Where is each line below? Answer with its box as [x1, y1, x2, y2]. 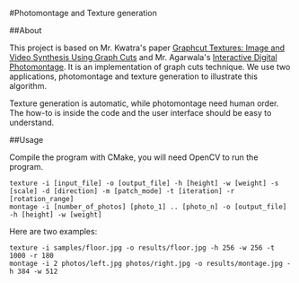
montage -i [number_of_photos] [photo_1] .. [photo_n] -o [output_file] [9, 202, 287, 211]
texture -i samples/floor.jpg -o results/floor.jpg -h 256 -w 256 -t [9, 243, 276, 252]
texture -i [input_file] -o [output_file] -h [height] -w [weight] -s [9, 179, 279, 188]
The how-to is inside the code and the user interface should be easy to [9, 108, 272, 118]
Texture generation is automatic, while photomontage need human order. [9, 98, 279, 109]
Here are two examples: [9, 226, 98, 236]
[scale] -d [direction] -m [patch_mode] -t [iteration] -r [9, 187, 235, 196]
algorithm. [9, 81, 48, 91]
